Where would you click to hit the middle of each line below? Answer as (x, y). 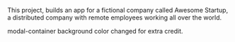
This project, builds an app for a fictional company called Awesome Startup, (118, 10)
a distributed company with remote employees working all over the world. (115, 17)
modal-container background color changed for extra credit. (95, 31)
